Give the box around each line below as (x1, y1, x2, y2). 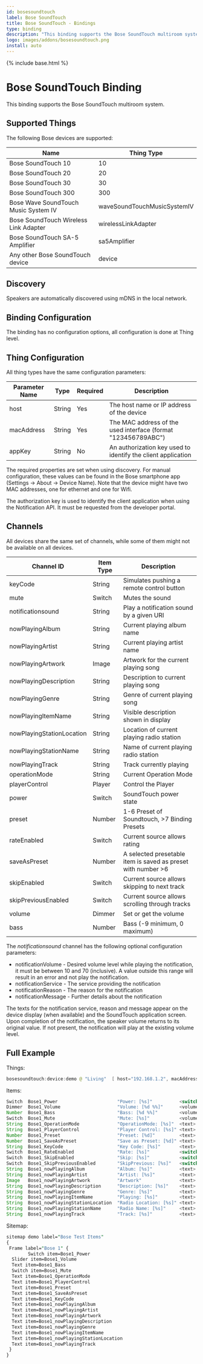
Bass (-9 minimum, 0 (123, 919, 184, 928)
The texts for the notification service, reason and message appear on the (6, 1005, 188, 1012)
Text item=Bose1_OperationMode (11, 1274, 91, 1280)
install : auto (6, 43, 42, 49)
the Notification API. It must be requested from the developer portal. (6, 504, 176, 511)
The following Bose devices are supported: (6, 134, 114, 141)
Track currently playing (123, 760, 189, 769)
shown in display (123, 715, 171, 724)
